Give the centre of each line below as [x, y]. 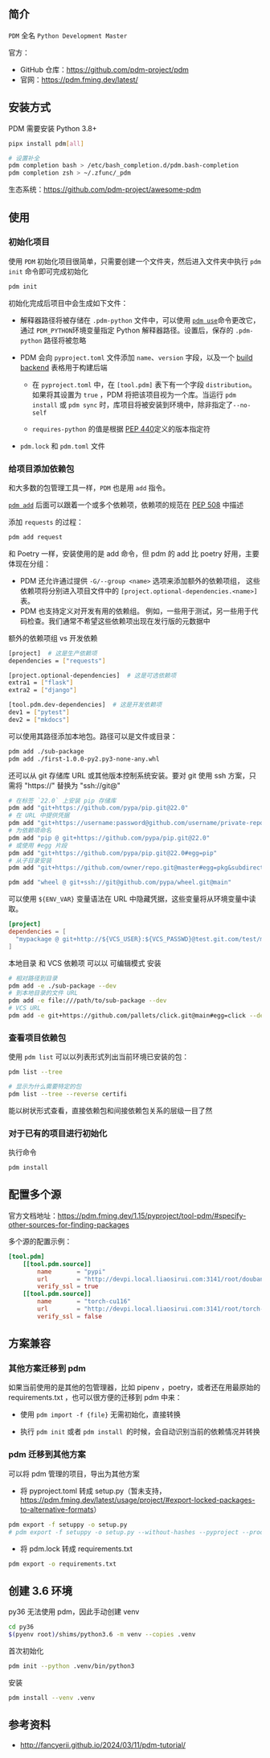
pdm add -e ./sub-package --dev [62, 986]
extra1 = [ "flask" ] [41, 683]
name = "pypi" [72, 1271]
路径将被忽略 [65, 340]
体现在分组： [29, 563]
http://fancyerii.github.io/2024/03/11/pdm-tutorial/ [103, 1744]
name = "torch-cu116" [84, 1302]
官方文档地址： [33, 1215]
